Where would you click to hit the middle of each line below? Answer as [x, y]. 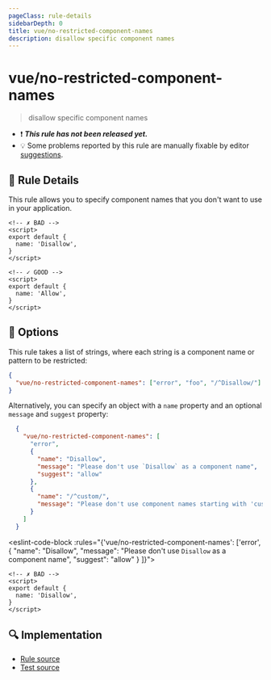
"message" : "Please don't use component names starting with [142, 504]
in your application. [40, 208]
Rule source [40, 658]
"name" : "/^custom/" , [74, 497]
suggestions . [42, 155]
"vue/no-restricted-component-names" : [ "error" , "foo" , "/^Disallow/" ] [139, 383]
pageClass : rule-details [50, 16]
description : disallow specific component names [92, 38]
